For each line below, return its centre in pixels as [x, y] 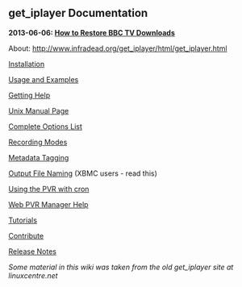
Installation [27, 64]
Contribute [26, 235]
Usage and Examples [44, 79]
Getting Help [29, 95]
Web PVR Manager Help [48, 204]
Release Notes [32, 251]
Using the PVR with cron [49, 189]
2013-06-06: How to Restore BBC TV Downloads [92, 32]
